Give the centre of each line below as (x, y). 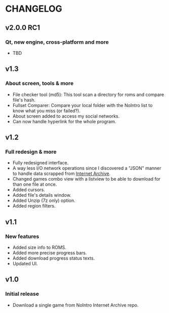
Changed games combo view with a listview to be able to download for (87, 179)
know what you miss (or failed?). (47, 111)
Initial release (22, 294)
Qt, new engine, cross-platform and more (57, 42)
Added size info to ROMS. (39, 247)
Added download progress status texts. (54, 258)
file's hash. (24, 100)
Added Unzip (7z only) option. (44, 200)
